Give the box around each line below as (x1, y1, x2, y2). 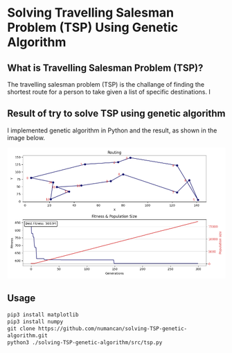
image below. (7, 133, 45, 141)
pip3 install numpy (7, 318, 64, 325)
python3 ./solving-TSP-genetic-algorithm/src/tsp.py (7, 339, 163, 346)
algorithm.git (7, 332, 48, 339)
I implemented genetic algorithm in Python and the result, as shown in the (7, 126, 217, 135)
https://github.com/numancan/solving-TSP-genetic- (37, 325, 188, 332)
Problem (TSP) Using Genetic (7, 19, 179, 35)
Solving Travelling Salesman (7, 5, 175, 21)
